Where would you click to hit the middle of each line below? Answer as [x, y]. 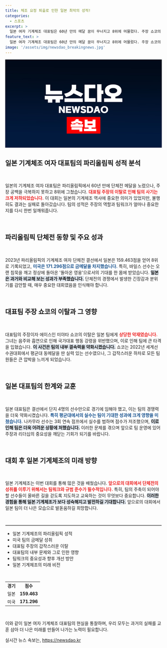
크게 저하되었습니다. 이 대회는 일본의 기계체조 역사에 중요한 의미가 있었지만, [78, 198]
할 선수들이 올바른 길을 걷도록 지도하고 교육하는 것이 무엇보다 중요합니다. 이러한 [82, 495]
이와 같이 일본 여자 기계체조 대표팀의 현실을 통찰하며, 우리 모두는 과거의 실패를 [81, 624]
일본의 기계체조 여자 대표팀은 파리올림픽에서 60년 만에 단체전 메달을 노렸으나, [80, 186]
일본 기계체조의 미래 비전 [36, 565]
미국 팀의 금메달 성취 [32, 540]
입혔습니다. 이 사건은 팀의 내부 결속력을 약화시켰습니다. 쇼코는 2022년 [78, 347]
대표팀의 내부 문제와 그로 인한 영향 [45, 552]
